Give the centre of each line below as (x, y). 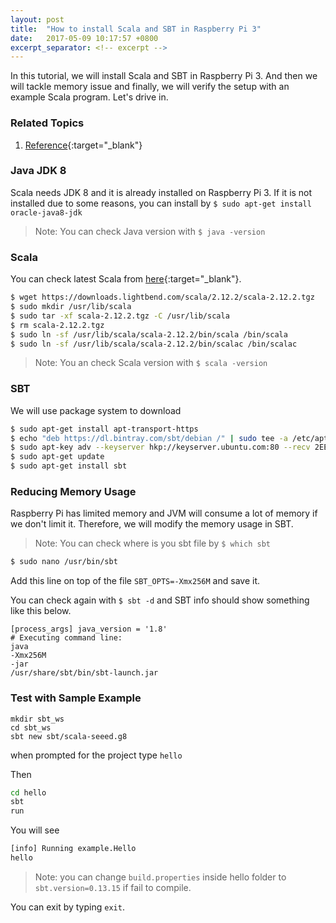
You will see (35, 830)
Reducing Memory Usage (73, 491)
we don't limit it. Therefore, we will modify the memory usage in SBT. (152, 524)
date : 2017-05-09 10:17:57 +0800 (84, 38)
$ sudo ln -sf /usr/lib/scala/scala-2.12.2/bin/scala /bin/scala (149, 334)
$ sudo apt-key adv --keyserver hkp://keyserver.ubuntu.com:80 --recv (160, 447)
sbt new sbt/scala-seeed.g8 (69, 736)
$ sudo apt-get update (57, 457)
